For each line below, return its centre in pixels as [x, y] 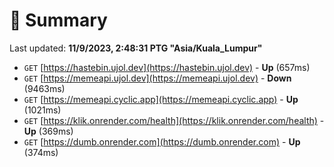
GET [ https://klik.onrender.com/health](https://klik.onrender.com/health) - [174, 120]
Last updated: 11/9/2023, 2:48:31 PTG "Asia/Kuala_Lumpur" [136, 48]
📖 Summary [58, 20]
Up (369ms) [48, 131]
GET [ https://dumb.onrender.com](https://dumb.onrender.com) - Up [162, 141]
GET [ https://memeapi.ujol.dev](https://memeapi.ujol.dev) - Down [157, 78]
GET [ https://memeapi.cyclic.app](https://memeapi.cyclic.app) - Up [161, 99]
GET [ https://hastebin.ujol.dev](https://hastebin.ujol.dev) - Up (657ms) [167, 67]
